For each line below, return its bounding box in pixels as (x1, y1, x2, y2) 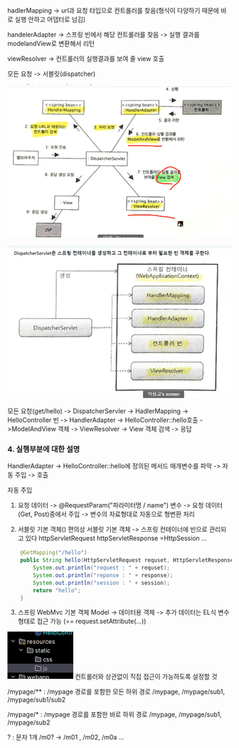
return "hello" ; (33, 587, 81, 594)
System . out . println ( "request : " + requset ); (33, 565, 171, 572)
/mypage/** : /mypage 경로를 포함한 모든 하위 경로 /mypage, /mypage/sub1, (7, 687, 225, 696)
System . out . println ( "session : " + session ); (33, 579, 171, 587)
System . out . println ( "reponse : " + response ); (33, 572, 174, 579)
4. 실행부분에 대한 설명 (7, 444, 80, 454)
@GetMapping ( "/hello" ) (20, 549, 87, 557)
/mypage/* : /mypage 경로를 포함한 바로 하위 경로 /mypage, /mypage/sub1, (7, 710, 222, 719)
